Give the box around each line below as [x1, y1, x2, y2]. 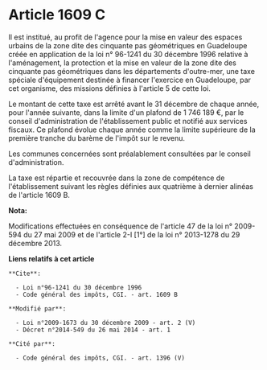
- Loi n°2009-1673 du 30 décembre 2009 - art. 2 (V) [15, 319, 196, 327]
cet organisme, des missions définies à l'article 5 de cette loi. [8, 83, 211, 93]
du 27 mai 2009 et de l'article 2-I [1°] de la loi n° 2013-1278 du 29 [23, 229, 240, 239]
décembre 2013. [8, 238, 63, 248]
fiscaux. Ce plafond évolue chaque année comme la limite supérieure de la [8, 125, 256, 134]
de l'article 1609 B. [8, 190, 71, 199]
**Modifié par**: [8, 304, 67, 313]
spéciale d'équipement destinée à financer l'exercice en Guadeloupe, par [8, 75, 252, 84]
